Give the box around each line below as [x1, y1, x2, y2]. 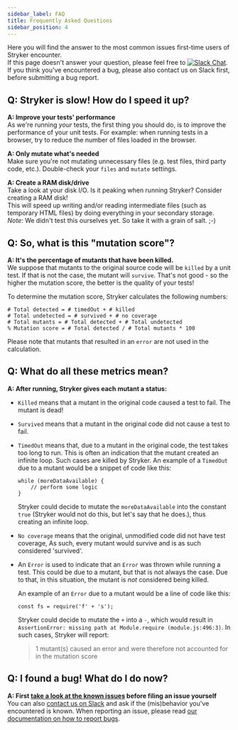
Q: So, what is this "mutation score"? [7, 236, 175, 249]
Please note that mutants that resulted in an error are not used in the [7, 338, 209, 345]
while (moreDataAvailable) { [17, 477, 104, 484]
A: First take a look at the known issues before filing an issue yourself [7, 692, 217, 700]
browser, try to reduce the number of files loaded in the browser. [7, 136, 197, 145]
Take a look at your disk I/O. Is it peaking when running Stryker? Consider [7, 186, 222, 194]
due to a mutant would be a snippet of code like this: [17, 464, 172, 472]
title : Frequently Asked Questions [7, 17, 113, 24]
